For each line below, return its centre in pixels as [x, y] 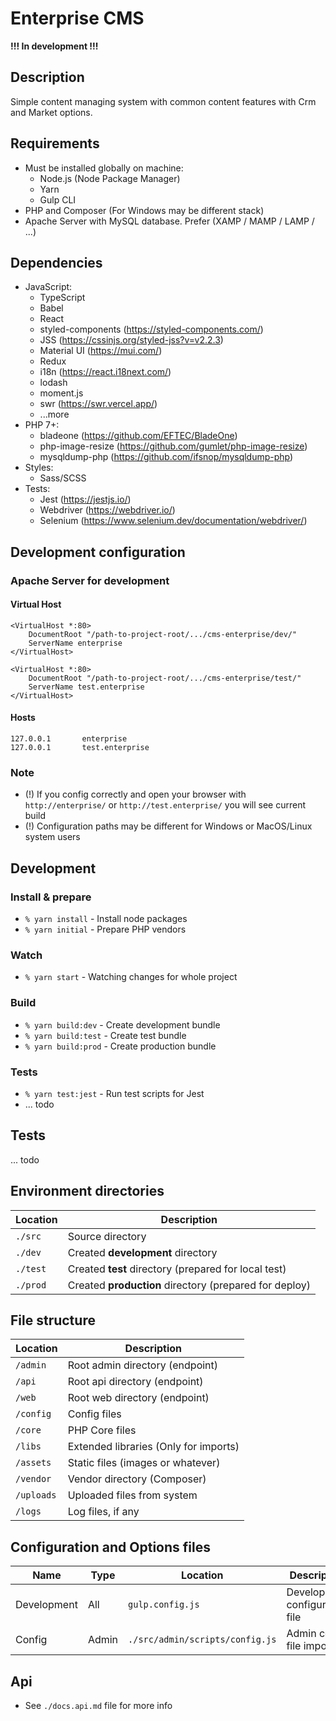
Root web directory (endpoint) [138, 1398]
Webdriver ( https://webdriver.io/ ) [107, 510]
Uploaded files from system [132, 1495]
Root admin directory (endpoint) [143, 1365]
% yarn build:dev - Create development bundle [122, 1024]
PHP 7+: [42, 425]
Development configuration [98, 552]
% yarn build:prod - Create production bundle [120, 1046]
